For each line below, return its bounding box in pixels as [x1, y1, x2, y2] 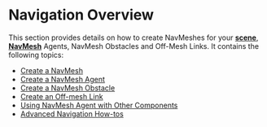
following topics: [8, 50, 63, 59]
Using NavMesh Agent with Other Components [20, 100, 178, 110]
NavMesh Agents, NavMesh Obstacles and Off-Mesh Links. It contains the [8, 41, 259, 50]
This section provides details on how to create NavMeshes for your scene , [8, 33, 259, 42]
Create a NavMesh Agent [20, 74, 106, 84]
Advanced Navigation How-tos [20, 108, 124, 119]
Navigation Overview [8, 6, 155, 24]
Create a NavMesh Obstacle [20, 83, 116, 93]
